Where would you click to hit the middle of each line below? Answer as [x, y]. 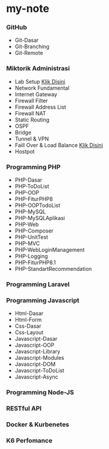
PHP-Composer [34, 231]
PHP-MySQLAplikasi [40, 218]
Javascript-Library [38, 352]
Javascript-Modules [39, 358]
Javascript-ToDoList [39, 371]
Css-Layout [29, 332]
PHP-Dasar [29, 180]
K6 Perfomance [29, 440]
